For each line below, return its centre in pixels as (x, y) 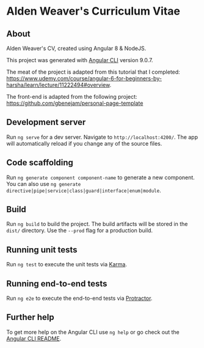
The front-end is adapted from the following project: (72, 97)
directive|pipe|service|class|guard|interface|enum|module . (84, 190)
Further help (31, 317)
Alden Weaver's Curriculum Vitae (93, 11)
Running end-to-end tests (57, 284)
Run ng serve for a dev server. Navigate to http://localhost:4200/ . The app (102, 137)
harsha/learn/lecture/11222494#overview (58, 85)
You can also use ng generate (44, 183)
